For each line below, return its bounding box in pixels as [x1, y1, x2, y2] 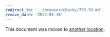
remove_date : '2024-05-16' [5, 12, 63, 17]
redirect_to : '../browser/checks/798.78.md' [5, 7, 102, 13]
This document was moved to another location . [5, 26, 105, 32]
